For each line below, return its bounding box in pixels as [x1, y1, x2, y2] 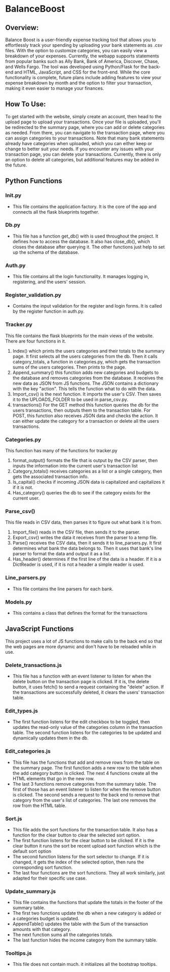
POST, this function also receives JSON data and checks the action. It [12, 412, 158, 419]
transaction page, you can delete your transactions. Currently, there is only [5, 151, 161, 157]
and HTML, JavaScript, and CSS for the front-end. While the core [14, 69, 150, 75]
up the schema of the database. [12, 249, 79, 255]
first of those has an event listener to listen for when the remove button [12, 786, 161, 792]
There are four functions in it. [5, 338, 66, 344]
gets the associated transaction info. [12, 473, 89, 480]
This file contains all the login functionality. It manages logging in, [12, 274, 149, 280]
